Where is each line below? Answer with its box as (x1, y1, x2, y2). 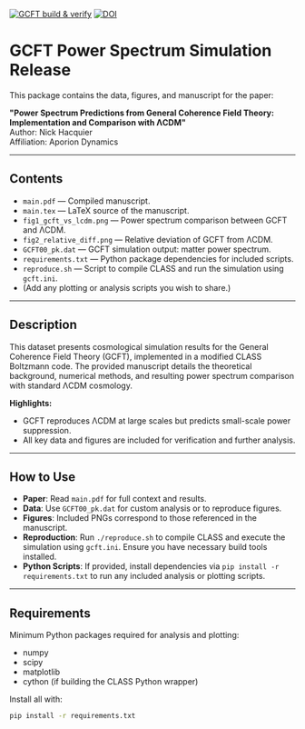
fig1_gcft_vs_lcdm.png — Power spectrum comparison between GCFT (22, 215, 288, 225)
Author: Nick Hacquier (9, 126, 93, 137)
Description (9, 317, 77, 333)
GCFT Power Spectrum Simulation (9, 41, 272, 61)
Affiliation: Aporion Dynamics (9, 136, 119, 147)
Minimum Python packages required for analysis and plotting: (9, 630, 240, 641)
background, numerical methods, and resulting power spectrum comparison (9, 370, 295, 381)
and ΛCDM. (22, 224, 66, 235)
